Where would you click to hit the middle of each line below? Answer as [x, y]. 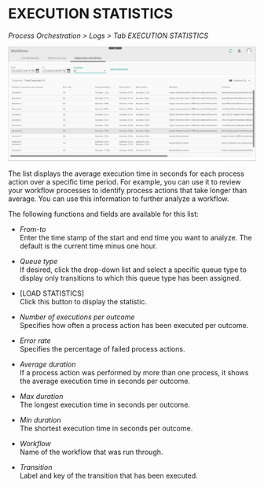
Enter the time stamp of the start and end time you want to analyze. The [136, 237]
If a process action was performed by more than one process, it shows [134, 372]
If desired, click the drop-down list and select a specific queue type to [133, 270]
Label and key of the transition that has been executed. [108, 475]
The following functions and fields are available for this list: [103, 214]
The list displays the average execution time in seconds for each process [126, 173]
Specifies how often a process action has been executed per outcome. [134, 325]
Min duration [40, 419]
